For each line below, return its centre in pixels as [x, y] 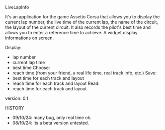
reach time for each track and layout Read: [56, 83]
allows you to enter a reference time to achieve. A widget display [71, 32]
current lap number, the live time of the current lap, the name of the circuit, [82, 22]
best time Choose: [31, 67]
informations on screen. [30, 38]
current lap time [29, 62]
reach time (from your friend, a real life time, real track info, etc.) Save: [84, 73]
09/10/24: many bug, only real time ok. [52, 118]
